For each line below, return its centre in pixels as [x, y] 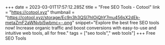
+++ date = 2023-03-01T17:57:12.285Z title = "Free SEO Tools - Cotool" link [82, 7]
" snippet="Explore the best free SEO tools [116, 22]
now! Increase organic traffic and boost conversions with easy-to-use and [81, 28]
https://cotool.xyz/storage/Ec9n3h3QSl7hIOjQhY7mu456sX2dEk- [74, 17]
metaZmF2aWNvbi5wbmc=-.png [39, 22]
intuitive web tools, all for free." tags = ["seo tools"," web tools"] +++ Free [80, 33]
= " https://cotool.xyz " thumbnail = [40, 12]
